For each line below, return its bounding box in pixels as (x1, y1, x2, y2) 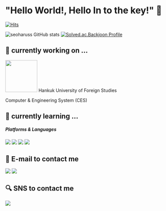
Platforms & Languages (5, 126, 57, 132)
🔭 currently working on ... (5, 46, 88, 55)
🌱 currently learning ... (5, 112, 79, 121)
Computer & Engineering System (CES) (5, 97, 88, 103)
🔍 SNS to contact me (5, 184, 74, 193)
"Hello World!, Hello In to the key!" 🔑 (5, 5, 162, 16)
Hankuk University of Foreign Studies (38, 87, 117, 93)
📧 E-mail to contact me (5, 154, 79, 163)
